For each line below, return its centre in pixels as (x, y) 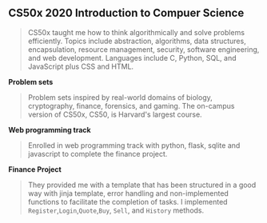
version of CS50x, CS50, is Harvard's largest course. (115, 114)
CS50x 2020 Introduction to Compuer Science (126, 13)
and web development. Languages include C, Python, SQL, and (132, 58)
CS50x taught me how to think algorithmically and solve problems (136, 32)
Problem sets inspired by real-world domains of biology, (120, 97)
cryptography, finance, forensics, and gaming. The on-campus (131, 106)
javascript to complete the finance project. (98, 153)
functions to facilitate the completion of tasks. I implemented (128, 201)
